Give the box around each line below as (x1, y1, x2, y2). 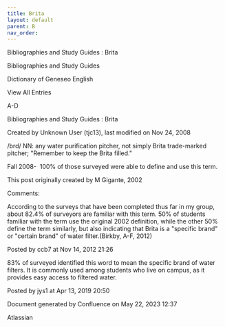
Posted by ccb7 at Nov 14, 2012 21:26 (7, 246, 114, 254)
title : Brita (7, 10, 45, 17)
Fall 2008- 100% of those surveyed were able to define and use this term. (7, 163, 218, 171)
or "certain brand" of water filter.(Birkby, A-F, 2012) (7, 232, 153, 240)
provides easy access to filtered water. (7, 273, 117, 281)
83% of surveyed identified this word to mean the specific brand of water (7, 259, 215, 267)
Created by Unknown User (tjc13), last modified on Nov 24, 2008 (7, 128, 191, 137)
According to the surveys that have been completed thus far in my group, (7, 203, 215, 211)
